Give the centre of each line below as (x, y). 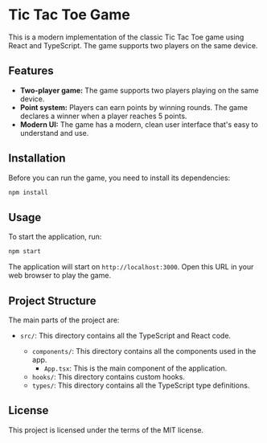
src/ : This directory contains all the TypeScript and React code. (125, 335)
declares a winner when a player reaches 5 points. (103, 116)
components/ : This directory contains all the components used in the (144, 351)
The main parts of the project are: (64, 320)
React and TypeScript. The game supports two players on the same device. (133, 45)
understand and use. (54, 133)
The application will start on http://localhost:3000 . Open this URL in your (131, 267)
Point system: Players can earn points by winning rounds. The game (133, 107)
